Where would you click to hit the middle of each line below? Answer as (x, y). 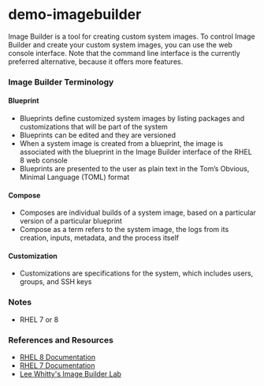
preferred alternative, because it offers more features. (96, 62)
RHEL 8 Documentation (58, 358)
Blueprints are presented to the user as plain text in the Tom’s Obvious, (134, 169)
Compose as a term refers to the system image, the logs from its (124, 230)
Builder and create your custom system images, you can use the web (120, 44)
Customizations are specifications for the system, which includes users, (136, 273)
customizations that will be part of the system (93, 127)
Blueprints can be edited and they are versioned (97, 135)
